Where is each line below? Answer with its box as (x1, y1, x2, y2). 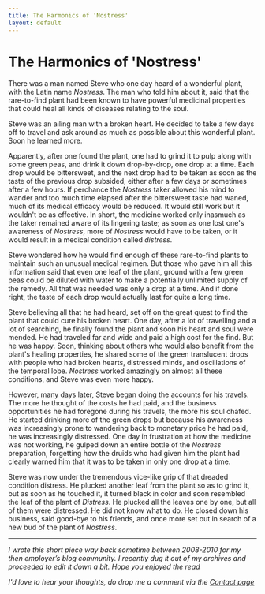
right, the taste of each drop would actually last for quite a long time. (8, 293, 231, 302)
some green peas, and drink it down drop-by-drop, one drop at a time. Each (8, 159, 255, 170)
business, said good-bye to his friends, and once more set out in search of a (8, 514, 256, 524)
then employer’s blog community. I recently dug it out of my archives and (8, 554, 246, 563)
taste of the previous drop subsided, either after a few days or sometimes (8, 177, 247, 186)
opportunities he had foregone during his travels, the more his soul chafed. (8, 407, 252, 417)
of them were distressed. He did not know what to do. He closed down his (8, 506, 249, 515)
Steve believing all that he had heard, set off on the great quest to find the (8, 308, 248, 317)
